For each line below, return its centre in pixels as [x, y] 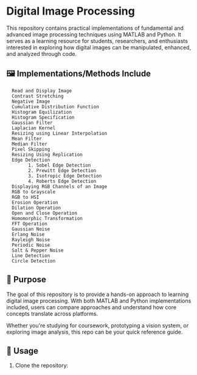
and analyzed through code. [42, 53]
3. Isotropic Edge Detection [65, 176]
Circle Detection [34, 261]
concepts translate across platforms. [52, 314]
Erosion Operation [35, 202]
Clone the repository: [42, 365]
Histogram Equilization [42, 112]
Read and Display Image [42, 91]
